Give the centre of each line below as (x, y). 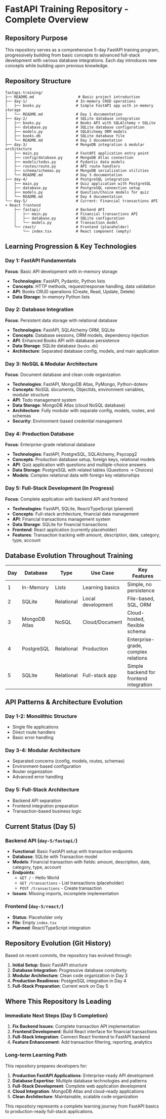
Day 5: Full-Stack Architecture (42, 790)
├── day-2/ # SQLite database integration (73, 118)
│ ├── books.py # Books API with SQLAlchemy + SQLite (80, 123)
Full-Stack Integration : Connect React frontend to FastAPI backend (81, 1037)
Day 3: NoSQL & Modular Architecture (51, 364)
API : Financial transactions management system (61, 519)
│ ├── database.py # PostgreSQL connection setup (73, 188)
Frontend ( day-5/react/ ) (34, 906)
